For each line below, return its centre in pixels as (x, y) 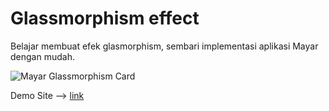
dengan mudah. (42, 56)
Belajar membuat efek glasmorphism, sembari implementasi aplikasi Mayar (164, 46)
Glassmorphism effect (105, 18)
